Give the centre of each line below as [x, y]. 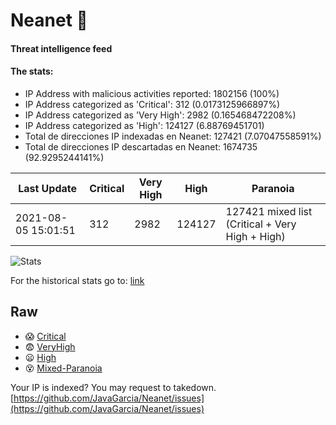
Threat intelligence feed [61, 48]
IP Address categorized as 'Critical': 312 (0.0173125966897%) [152, 104]
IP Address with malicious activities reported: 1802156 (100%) [152, 93]
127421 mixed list [269, 211]
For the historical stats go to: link [77, 280]
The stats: [32, 71]
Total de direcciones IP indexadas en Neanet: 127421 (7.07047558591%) [173, 136]
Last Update [48, 188]
